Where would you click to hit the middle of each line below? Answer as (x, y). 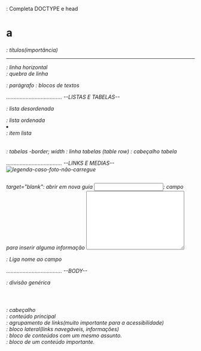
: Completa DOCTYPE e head (42, 9)
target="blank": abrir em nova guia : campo (95, 186)
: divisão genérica (28, 282)
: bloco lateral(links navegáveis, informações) (63, 329)
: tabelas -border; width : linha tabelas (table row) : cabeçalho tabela (92, 151)
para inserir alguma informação (45, 247)
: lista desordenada (30, 108)
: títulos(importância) (32, 50)
